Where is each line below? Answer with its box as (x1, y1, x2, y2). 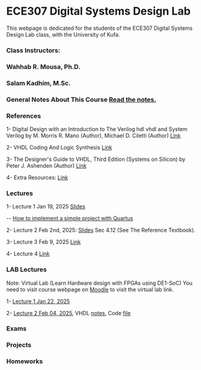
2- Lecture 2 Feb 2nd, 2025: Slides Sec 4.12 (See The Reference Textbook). (6, 227, 196, 234)
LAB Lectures (6, 265, 47, 274)
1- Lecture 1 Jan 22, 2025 (6, 297, 70, 305)
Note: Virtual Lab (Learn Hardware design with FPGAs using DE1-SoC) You (6, 279, 193, 286)
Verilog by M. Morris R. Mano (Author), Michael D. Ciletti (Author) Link (6, 132, 181, 139)
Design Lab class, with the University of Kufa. (6, 30, 120, 38)
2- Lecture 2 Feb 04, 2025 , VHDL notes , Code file (6, 309, 131, 316)
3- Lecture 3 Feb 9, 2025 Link (6, 238, 81, 246)
